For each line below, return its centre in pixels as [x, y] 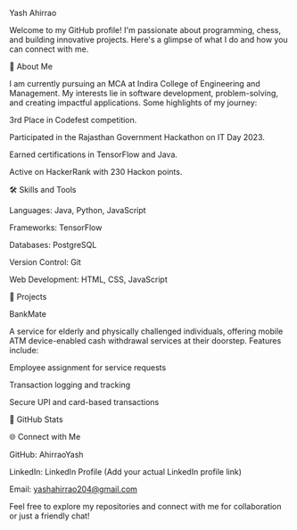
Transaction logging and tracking [70, 385]
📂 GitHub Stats [37, 419]
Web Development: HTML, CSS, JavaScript [88, 279]
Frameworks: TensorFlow [56, 228]
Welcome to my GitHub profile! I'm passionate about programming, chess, [145, 30]
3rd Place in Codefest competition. [73, 120]
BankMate [28, 314]
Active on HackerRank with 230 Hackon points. [96, 172]
